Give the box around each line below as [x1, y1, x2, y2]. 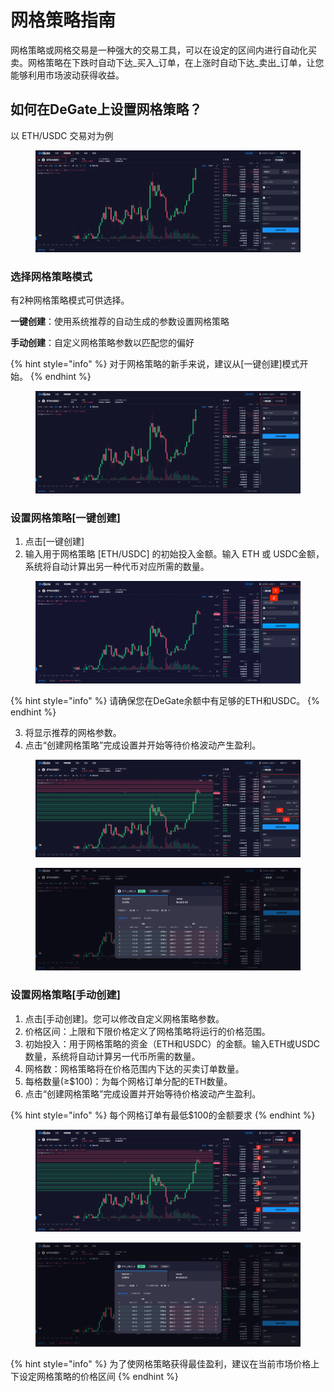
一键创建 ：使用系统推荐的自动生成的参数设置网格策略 [10, 316, 230, 328]
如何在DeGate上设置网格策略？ [10, 101, 203, 118]
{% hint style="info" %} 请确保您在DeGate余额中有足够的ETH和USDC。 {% [10, 695, 320, 707]
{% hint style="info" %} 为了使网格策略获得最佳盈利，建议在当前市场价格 [10, 1357, 312, 1370]
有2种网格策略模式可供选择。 [10, 294, 130, 306]
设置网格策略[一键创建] [10, 511, 121, 525]
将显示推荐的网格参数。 [24, 727, 122, 739]
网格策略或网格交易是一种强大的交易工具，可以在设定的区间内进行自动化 [10, 44, 308, 56]
